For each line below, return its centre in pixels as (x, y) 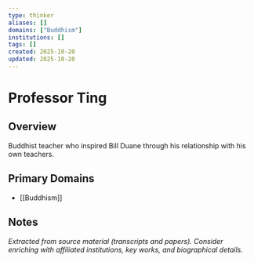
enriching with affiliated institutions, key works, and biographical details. (125, 249)
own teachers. (31, 154)
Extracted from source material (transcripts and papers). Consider (116, 241)
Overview (33, 127)
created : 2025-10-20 (42, 52)
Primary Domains (51, 178)
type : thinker (31, 15)
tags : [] (22, 45)
